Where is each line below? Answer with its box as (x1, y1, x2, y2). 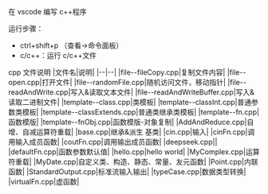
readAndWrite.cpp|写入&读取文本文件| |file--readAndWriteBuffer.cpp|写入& (8, 87, 255, 97)
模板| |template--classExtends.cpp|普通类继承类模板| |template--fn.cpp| (22, 107, 260, 117)
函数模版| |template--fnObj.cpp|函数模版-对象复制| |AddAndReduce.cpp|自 (8, 118, 254, 126)
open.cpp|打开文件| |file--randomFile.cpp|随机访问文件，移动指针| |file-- (8, 78, 247, 87)
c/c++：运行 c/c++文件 (19, 51, 97, 60)
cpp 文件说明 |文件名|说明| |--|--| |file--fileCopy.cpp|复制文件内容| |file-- (8, 68, 246, 77)
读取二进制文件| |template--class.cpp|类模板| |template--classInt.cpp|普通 (8, 98, 252, 107)
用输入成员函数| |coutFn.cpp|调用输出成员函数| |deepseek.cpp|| (8, 138, 218, 146)
